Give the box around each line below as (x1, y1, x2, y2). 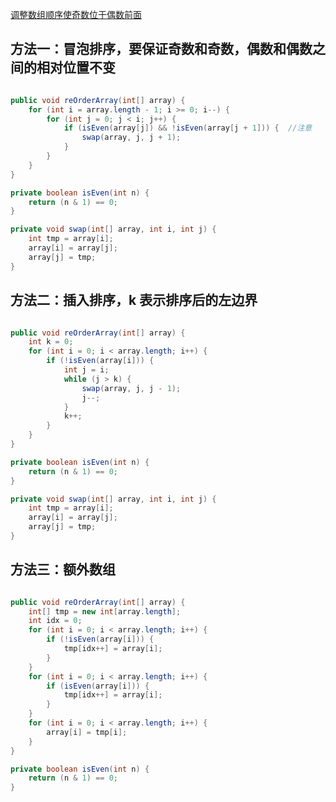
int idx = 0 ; (28, 616, 83, 626)
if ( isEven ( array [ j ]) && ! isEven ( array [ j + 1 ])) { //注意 (63, 123, 313, 133)
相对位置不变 (36, 59, 116, 77)
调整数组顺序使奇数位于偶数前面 (10, 9, 142, 20)
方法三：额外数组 (10, 561, 116, 578)
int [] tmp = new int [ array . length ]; (28, 606, 182, 617)
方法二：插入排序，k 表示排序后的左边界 (10, 292, 258, 309)
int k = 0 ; (28, 337, 74, 347)
